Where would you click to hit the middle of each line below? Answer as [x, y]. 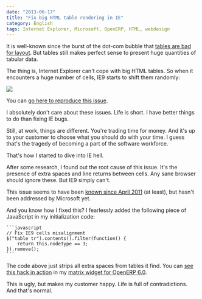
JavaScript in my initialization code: [51, 217]
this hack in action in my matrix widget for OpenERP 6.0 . [77, 272]
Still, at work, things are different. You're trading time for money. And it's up [101, 131]
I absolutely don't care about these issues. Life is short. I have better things [100, 113]
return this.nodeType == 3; [53, 244]
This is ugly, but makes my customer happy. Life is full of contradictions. [97, 284]
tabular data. [22, 59]
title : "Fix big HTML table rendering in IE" [65, 18]
